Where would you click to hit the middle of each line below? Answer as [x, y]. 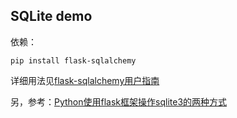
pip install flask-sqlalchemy [73, 60]
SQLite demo [51, 16]
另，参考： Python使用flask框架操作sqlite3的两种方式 [119, 101]
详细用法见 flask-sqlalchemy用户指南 [85, 80]
